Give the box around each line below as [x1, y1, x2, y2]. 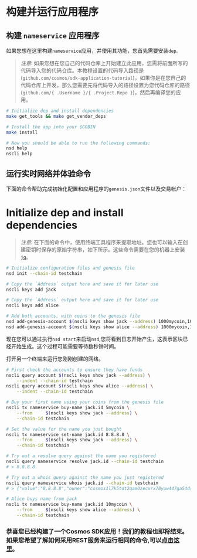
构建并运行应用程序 [6, 5, 99, 19]
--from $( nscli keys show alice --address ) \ [16, 507, 141, 513]
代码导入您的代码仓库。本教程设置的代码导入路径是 [20, 67, 144, 74]
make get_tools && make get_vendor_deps [6, 113, 107, 119]
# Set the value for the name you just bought [6, 426, 122, 432]
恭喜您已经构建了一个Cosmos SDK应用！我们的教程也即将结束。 [6, 527, 189, 535]
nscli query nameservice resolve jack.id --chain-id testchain [6, 458, 164, 464]
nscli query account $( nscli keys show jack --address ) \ [6, 372, 151, 378]
